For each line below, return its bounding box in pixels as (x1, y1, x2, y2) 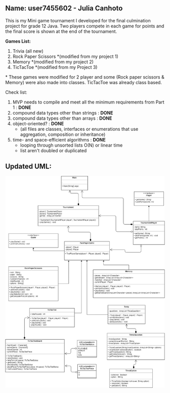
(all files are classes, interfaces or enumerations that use (20, 126, 139, 132)
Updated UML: (5, 162, 52, 171)
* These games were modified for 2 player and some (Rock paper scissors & (5, 74, 164, 80)
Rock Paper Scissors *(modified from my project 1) (12, 53, 119, 59)
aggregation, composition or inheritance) (20, 131, 106, 137)
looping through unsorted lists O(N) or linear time (20, 142, 123, 148)
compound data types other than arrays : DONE (12, 115, 112, 121)
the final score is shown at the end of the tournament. (5, 28, 117, 34)
